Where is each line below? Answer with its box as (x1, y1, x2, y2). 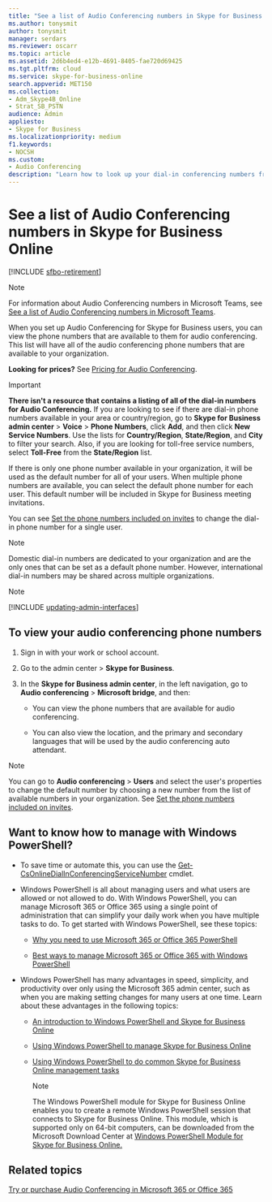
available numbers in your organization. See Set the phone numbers (8, 793, 235, 803)
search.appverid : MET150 (8, 80, 92, 88)
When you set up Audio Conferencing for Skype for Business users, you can (8, 322, 263, 332)
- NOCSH (8, 148, 35, 156)
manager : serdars (8, 34, 67, 43)
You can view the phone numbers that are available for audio (32, 703, 236, 713)
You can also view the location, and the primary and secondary (32, 728, 243, 737)
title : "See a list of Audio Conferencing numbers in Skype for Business (8, 11, 263, 20)
